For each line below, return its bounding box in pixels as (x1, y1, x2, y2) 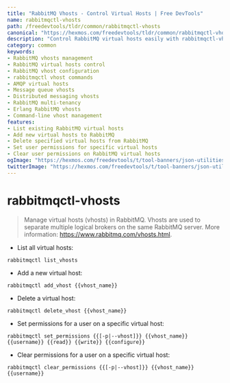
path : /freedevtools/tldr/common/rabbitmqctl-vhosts (7, 23, 161, 30)
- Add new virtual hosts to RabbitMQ (7, 131, 115, 138)
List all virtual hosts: (16, 243, 74, 251)
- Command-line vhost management (7, 112, 103, 119)
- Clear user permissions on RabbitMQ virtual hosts (7, 150, 161, 158)
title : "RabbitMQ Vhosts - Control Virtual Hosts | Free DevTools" (7, 10, 204, 17)
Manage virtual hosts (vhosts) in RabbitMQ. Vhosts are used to (23, 216, 201, 224)
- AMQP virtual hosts (7, 80, 69, 87)
